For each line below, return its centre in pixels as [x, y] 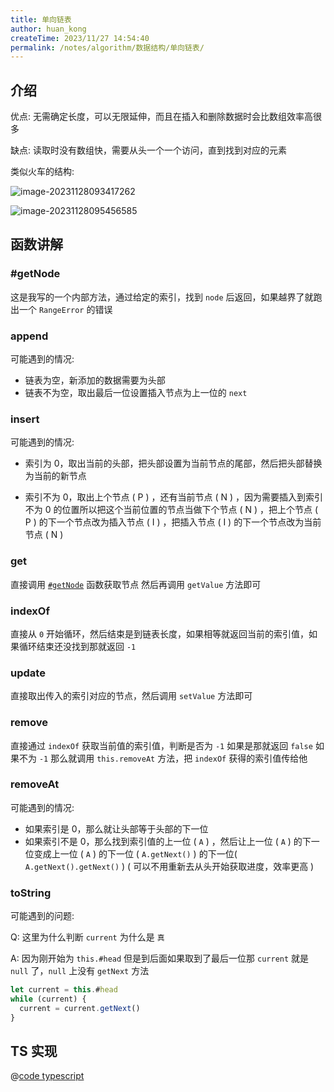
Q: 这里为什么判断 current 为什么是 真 [87, 937]
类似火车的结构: [42, 172]
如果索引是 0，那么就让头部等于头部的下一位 [116, 828]
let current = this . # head [64, 990]
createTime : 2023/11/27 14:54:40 [80, 38]
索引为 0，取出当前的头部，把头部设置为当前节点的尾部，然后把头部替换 [173, 463]
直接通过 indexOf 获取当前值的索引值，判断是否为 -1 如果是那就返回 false [161, 745]
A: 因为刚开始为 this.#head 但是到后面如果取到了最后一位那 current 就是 [160, 958]
